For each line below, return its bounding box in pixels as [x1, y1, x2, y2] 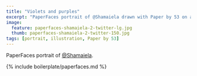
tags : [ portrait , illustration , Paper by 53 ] [6, 36, 119, 42]
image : [6, 19, 22, 25]
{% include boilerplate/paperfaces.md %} [6, 63, 107, 70]
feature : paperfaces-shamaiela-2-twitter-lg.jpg [11, 25, 133, 31]
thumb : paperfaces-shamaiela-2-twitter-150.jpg [11, 30, 130, 36]
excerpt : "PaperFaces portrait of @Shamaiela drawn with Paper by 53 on [6, 14, 188, 20]
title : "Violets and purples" [6, 8, 80, 15]
